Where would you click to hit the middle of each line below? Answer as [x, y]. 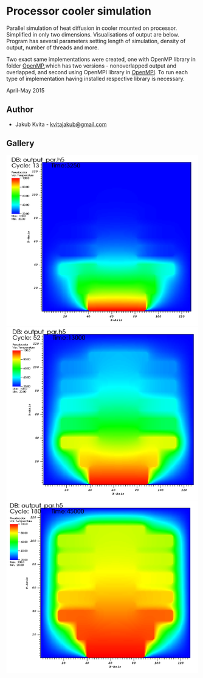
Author [20, 110]
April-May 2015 [26, 90]
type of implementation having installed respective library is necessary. [95, 79]
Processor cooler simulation [79, 11]
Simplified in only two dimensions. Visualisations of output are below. [93, 34]
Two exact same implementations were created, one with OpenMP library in [101, 59]
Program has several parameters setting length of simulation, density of [96, 41]
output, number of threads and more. [53, 47]
